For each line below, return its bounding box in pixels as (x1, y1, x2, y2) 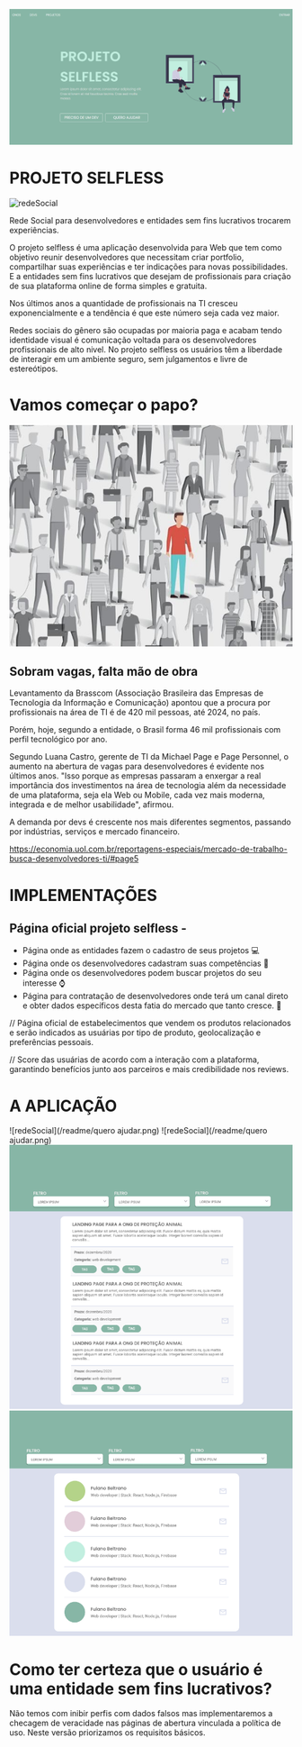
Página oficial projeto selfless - (9, 921, 187, 936)
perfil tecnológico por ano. (9, 734, 108, 745)
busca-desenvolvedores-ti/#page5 (9, 853, 139, 864)
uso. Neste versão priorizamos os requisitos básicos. (9, 1727, 206, 1738)
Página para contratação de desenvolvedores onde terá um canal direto (22, 991, 289, 1002)
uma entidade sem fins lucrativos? (9, 1679, 272, 1698)
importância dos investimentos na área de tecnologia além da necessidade (9, 780, 287, 791)
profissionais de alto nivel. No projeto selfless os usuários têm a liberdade (9, 343, 283, 355)
